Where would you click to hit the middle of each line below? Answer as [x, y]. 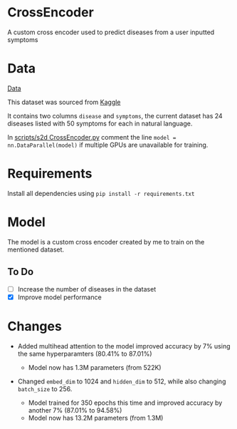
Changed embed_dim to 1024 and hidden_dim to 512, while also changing [122, 381]
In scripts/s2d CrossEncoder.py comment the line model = [92, 137]
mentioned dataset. [36, 249]
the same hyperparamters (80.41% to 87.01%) [85, 353]
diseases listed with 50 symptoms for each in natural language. [100, 123]
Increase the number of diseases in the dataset [87, 289]
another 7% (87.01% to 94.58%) [75, 410]
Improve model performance [59, 297]
